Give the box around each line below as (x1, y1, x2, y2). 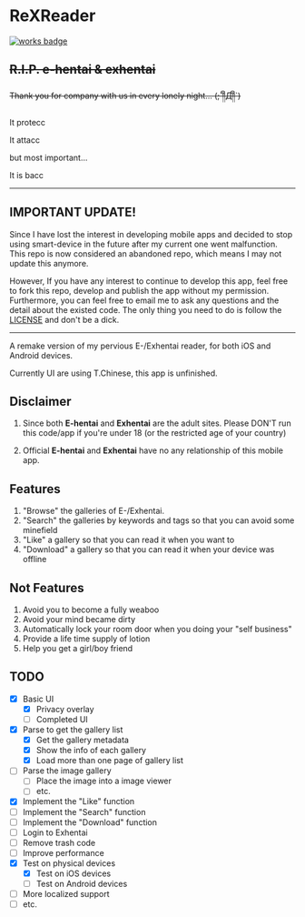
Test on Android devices (35, 878, 128, 889)
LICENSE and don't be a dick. (9, 314, 120, 325)
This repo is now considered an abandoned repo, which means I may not (9, 247, 282, 259)
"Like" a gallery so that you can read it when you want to (22, 534, 235, 546)
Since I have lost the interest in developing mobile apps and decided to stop (9, 228, 293, 239)
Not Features (9, 579, 84, 596)
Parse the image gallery (22, 765, 112, 776)
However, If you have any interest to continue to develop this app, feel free (9, 275, 289, 287)
